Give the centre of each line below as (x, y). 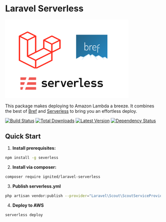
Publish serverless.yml (36, 186)
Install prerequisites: (34, 148)
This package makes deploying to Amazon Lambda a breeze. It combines (80, 106)
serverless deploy (24, 215)
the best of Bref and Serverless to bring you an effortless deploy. (71, 111)
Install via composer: (34, 167)
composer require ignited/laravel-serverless (53, 177)
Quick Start (23, 136)
